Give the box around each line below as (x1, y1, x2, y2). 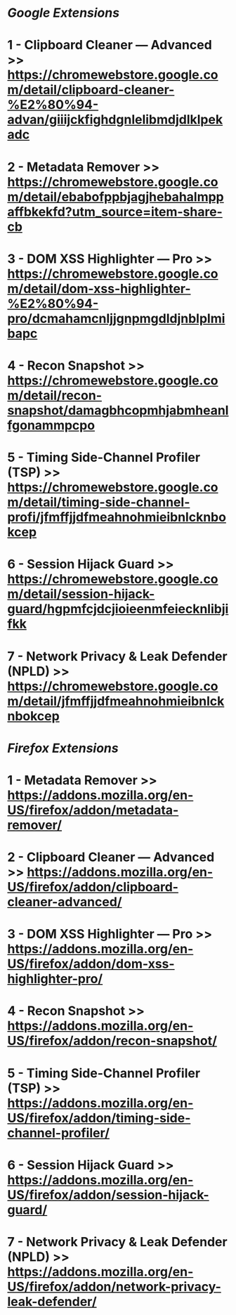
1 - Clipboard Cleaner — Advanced (7, 37, 212, 53)
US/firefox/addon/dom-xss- (7, 956, 175, 972)
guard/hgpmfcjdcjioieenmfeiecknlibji (7, 601, 229, 617)
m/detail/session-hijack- (7, 586, 155, 602)
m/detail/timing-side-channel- (7, 494, 190, 510)
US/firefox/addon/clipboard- (7, 879, 179, 895)
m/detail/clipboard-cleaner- (7, 82, 175, 98)
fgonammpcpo (7, 417, 96, 433)
